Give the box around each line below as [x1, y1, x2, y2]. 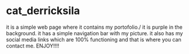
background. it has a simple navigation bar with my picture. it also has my [6, 29, 183, 36]
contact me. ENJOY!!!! [6, 42, 60, 49]
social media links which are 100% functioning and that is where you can [6, 36, 181, 43]
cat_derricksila [6, 4, 80, 18]
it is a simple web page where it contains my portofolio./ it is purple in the [6, 23, 183, 31]
